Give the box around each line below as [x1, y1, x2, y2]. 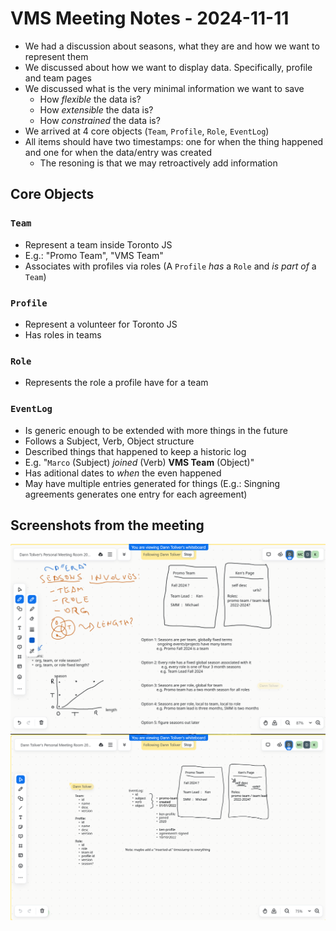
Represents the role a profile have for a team [24, 377, 209, 389]
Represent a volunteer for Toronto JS [24, 318, 178, 330]
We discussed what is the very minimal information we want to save [24, 82, 305, 94]
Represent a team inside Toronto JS [24, 238, 173, 251]
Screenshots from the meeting [10, 517, 205, 534]
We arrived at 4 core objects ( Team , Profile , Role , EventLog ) [24, 125, 270, 137]
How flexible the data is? [39, 93, 142, 105]
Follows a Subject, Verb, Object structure [24, 435, 195, 447]
